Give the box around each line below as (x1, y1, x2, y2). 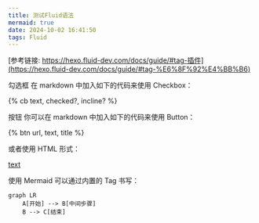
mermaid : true (8, 19, 55, 27)
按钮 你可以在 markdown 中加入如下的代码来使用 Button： (8, 113, 195, 122)
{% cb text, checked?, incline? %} (8, 96, 118, 106)
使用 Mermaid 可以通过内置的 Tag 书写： (8, 176, 140, 185)
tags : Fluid (8, 33, 47, 41)
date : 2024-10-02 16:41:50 (8, 26, 97, 34)
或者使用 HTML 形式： (8, 144, 80, 153)
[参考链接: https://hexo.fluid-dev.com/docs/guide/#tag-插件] (8, 56, 204, 65)
